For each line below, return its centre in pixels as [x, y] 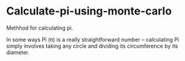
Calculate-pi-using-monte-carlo [89, 11]
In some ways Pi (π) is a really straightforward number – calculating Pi [93, 39]
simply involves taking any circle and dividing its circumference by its [92, 46]
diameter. [18, 52]
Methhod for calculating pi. [40, 28]
